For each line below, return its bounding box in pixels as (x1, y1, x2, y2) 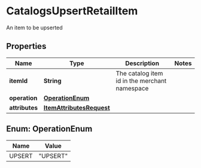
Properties (6, 41, 47, 51)
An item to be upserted (6, 24, 63, 31)
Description (125, 59, 160, 67)
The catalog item (115, 69, 163, 77)
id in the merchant (115, 77, 167, 85)
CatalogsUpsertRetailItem (6, 4, 138, 18)
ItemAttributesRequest (44, 103, 111, 112)
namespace (115, 84, 149, 92)
